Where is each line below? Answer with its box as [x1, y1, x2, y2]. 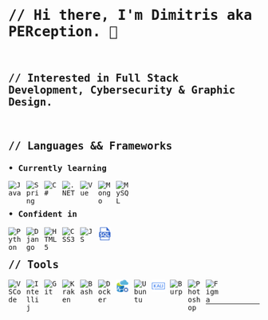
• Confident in [8, 209, 77, 219]
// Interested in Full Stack [8, 72, 179, 85]
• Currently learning [8, 163, 107, 174]
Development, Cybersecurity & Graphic [8, 84, 236, 97]
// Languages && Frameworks [8, 140, 173, 153]
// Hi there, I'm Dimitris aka [8, 6, 253, 24]
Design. [8, 96, 53, 109]
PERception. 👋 [8, 23, 118, 41]
